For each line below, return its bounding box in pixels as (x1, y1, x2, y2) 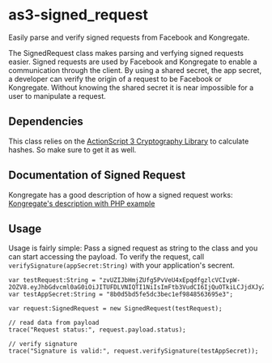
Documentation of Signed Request (8, 169, 186, 182)
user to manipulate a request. (8, 91, 107, 100)
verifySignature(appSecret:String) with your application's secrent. (8, 261, 235, 271)
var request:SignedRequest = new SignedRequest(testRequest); (8, 305, 223, 313)
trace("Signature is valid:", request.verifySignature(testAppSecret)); (8, 347, 259, 356)
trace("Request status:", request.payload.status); (8, 326, 186, 334)
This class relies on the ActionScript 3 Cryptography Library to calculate (8, 136, 249, 146)
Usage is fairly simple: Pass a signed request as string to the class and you (8, 243, 258, 253)
